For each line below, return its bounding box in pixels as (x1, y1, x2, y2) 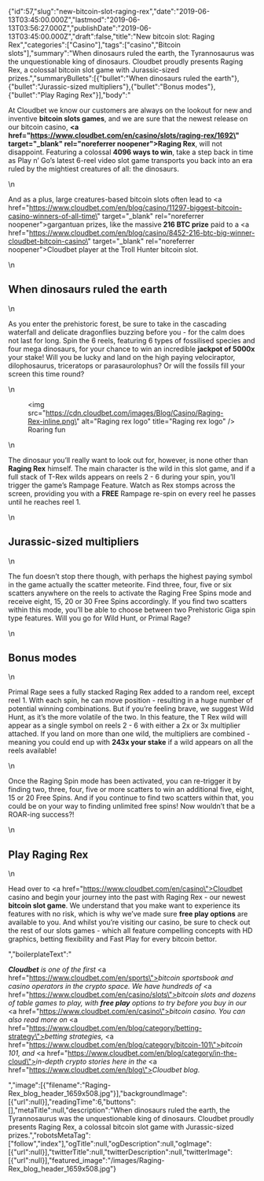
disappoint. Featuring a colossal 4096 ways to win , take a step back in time (8, 147, 254, 157)
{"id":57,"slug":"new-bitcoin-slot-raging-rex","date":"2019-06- (8, 7, 211, 16)
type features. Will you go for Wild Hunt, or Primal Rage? (8, 613, 191, 623)
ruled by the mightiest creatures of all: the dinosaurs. (8, 165, 179, 173)
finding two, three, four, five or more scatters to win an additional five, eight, (8, 785, 255, 794)
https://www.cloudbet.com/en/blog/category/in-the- (68, 1049, 237, 1058)
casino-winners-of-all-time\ (8, 212, 97, 220)
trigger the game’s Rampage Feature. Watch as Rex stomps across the (8, 480, 236, 490)
